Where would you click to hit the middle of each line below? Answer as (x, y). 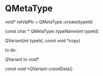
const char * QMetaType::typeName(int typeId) (52, 31)
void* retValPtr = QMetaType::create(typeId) (49, 22)
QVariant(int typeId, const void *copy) (43, 40)
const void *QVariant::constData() (39, 69)
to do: (11, 50)
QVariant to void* (22, 59)
